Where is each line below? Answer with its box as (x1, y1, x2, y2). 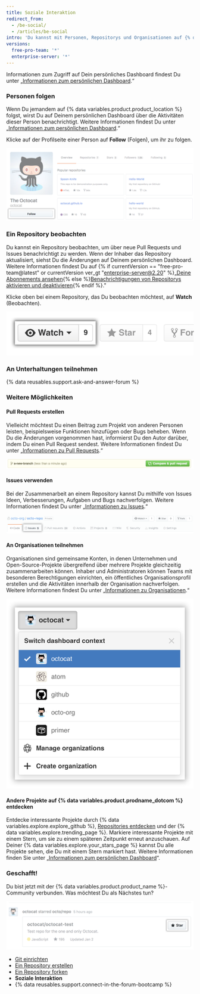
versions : (6, 41, 31, 47)
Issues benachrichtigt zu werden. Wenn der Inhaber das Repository (6, 250, 171, 257)
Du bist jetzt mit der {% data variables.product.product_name (6, 882, 157, 890)
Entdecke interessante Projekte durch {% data (6, 816, 120, 823)
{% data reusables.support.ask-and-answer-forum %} (6, 379, 139, 386)
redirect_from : (6, 16, 44, 22)
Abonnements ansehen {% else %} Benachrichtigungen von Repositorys (6, 275, 182, 283)
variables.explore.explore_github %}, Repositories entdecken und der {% (6, 823, 185, 830)
